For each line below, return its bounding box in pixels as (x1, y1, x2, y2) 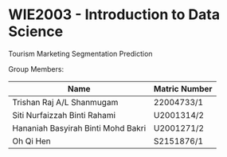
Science (8, 22, 64, 41)
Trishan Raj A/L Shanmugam (12, 96, 119, 108)
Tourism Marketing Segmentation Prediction (8, 49, 153, 58)
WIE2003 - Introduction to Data (8, 6, 221, 24)
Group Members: (8, 64, 65, 73)
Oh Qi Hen (12, 135, 52, 147)
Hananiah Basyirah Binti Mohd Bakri (12, 122, 147, 133)
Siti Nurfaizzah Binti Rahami (12, 109, 116, 120)
